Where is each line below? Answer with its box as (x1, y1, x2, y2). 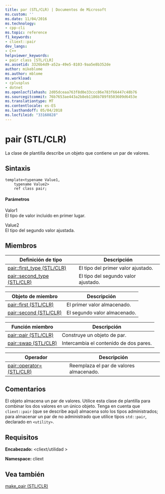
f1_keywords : (5, 35, 32, 40)
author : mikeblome (5, 67, 43, 72)
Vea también (5, 470, 45, 478)
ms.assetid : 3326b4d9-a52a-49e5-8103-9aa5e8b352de (5, 62, 111, 67)
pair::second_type (7, 272, 49, 279)
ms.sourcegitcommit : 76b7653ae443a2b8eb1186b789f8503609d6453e (5, 94, 137, 99)
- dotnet (5, 85, 23, 90)
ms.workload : (5, 76, 32, 81)
